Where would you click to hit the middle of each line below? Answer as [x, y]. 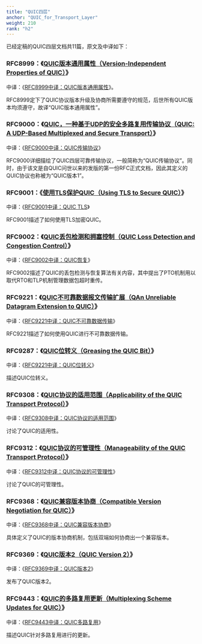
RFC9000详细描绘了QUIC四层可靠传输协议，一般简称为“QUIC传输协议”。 [97, 160]
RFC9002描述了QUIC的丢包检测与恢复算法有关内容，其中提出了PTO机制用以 [101, 273]
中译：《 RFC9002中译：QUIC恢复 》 [50, 260]
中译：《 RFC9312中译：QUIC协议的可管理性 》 [62, 471]
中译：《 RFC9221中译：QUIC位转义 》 [52, 365]
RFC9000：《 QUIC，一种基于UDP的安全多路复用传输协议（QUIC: [100, 124]
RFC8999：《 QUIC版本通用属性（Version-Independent [86, 64]
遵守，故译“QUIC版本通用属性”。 [63, 107]
